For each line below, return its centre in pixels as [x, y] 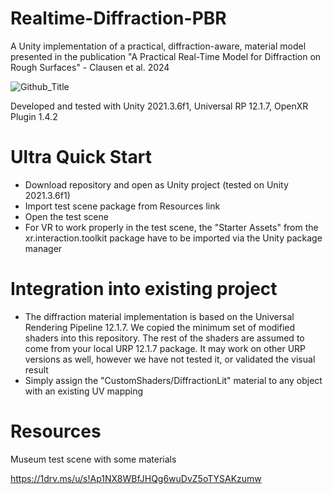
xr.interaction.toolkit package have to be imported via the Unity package [173, 238]
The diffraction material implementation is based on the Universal [159, 316]
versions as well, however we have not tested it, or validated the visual [170, 359]
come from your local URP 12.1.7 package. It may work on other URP [165, 348]
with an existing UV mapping [84, 391]
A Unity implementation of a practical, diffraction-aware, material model [158, 46]
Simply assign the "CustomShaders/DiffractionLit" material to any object [173, 380]
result [36, 369]
